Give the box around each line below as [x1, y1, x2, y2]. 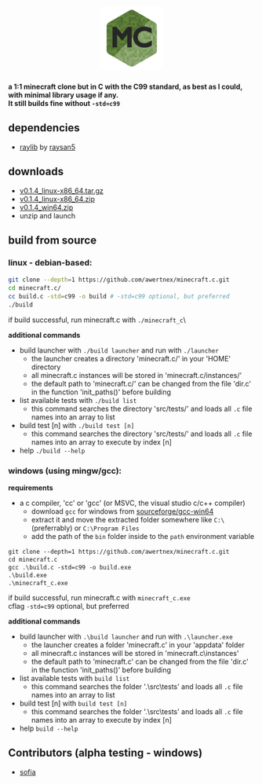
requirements [8, 483, 53, 493]
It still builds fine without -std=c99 [8, 98, 120, 108]
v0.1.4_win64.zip [19, 203, 74, 212]
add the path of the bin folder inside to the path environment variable [31, 532, 255, 541]
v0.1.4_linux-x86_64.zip [19, 194, 96, 203]
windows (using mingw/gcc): [8, 465, 122, 476]
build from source [8, 233, 96, 247]
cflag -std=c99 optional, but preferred [8, 602, 129, 611]
